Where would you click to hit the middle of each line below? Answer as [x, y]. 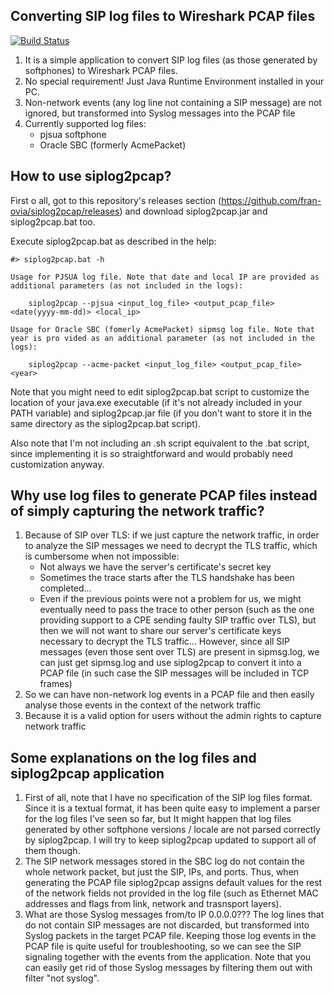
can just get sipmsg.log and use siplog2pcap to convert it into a [170, 663]
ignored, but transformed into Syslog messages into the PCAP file [160, 113]
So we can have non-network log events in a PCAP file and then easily [169, 695]
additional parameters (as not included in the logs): [127, 285]
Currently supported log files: [85, 123]
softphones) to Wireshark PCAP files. [101, 70]
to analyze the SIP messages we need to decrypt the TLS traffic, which [171, 546]
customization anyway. [57, 464]
